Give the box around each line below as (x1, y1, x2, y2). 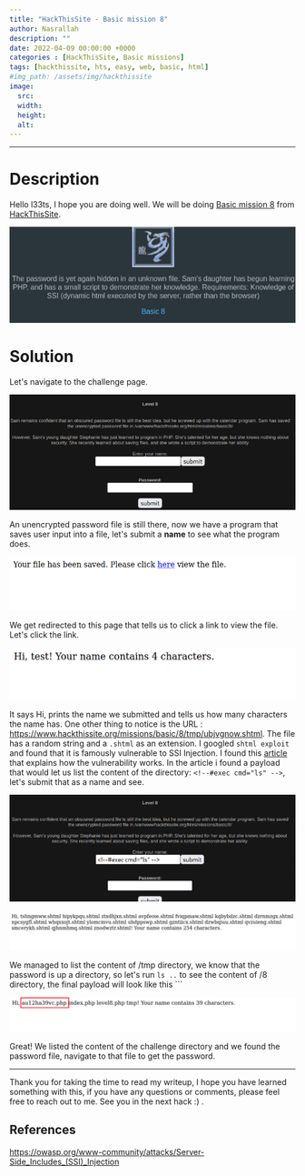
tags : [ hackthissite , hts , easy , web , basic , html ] (9, 63, 209, 72)
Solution (9, 347, 74, 367)
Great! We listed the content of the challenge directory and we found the (9, 1041, 280, 1052)
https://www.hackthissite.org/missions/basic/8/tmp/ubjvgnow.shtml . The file (9, 729, 296, 739)
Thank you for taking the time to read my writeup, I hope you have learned (9, 1077, 288, 1088)
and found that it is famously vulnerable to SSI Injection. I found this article (9, 748, 288, 759)
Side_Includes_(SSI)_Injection (9, 1156, 120, 1167)
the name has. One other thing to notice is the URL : (9, 719, 203, 729)
